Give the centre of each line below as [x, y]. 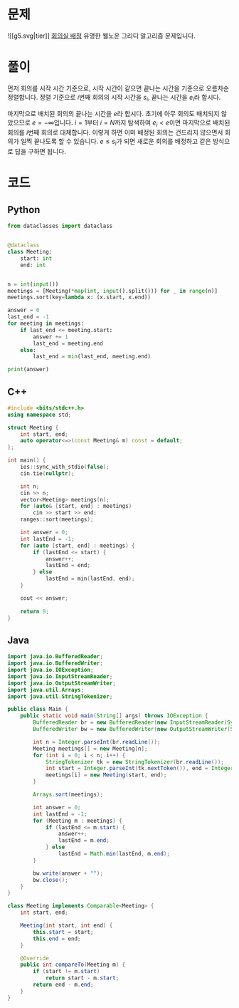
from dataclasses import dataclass [60, 226]
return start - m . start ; [82, 978]
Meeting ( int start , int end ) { [67, 926]
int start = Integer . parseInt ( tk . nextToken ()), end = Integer [139, 769]
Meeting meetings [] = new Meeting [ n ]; [90, 749]
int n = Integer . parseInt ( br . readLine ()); [97, 742]
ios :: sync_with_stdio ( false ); [65, 467]
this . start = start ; [63, 932]
